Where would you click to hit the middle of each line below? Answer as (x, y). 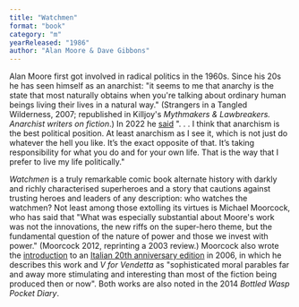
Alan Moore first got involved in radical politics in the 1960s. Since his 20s (145, 76)
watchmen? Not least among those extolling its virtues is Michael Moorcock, (150, 208)
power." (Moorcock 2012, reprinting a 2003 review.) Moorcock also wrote (144, 246)
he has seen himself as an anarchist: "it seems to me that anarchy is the (142, 86)
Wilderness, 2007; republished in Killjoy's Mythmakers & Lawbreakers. (140, 115)
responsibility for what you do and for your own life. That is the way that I (144, 152)
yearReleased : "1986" (50, 43)
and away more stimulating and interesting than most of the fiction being (143, 275)
